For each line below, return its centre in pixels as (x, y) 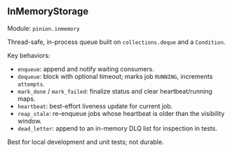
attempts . (31, 84)
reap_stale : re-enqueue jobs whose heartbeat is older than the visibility (121, 113)
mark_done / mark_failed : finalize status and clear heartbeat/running (115, 91)
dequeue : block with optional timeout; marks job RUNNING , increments (115, 76)
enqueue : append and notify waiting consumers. (86, 68)
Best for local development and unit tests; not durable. (86, 142)
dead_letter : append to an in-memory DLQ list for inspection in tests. (117, 128)
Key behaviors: (29, 55)
